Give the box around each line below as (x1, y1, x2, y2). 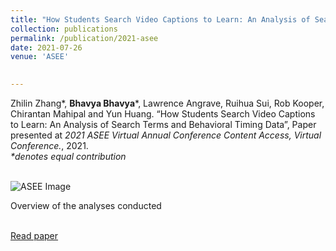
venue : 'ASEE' (10, 52, 70, 62)
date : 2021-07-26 (10, 42, 83, 53)
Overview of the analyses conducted (10, 200, 162, 211)
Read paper (10, 230, 59, 241)
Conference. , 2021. (10, 140, 89, 151)
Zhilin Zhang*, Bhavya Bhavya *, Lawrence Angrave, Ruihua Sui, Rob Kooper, (10, 97, 325, 109)
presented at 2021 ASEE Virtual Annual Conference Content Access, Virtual (10, 129, 322, 141)
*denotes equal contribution (10, 151, 127, 162)
